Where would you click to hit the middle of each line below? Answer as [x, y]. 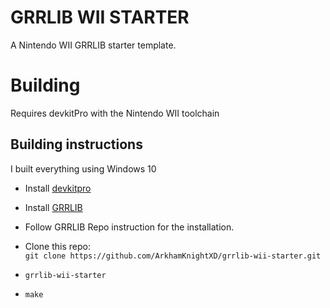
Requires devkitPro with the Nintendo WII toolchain [115, 113]
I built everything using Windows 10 [83, 168]
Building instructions [76, 144]
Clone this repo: [57, 246]
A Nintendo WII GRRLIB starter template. [93, 45]
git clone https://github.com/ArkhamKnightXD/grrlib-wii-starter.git [173, 256]
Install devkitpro [58, 188]
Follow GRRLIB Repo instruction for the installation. [129, 227]
